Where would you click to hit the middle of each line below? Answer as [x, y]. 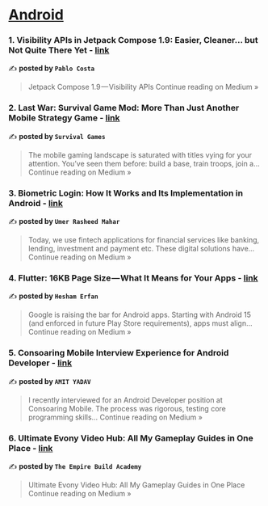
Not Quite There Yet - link [59, 50]
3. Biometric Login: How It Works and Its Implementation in [126, 193]
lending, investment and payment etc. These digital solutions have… [141, 249]
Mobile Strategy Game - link [64, 118]
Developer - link [40, 363]
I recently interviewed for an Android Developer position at [126, 400]
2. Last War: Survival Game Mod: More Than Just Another [124, 108]
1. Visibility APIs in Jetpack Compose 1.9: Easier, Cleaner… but [133, 40]
